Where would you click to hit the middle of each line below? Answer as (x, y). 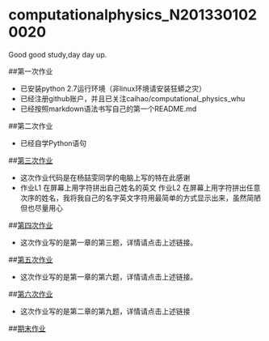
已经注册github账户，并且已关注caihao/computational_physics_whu (132, 98)
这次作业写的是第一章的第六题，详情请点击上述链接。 (109, 276)
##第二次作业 (31, 126)
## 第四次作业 (31, 225)
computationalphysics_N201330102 (132, 15)
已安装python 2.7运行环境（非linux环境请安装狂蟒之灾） (113, 88)
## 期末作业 (27, 328)
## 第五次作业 (31, 259)
